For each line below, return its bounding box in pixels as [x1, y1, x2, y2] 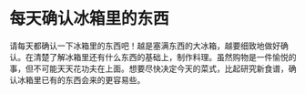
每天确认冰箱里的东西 [9, 8, 170, 29]
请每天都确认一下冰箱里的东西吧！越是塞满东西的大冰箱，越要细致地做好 [9, 40, 280, 51]
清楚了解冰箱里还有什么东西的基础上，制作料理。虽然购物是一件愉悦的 [33, 51, 297, 62]
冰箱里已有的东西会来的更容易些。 [16, 74, 146, 85]
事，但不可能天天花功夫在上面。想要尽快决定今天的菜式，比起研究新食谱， [9, 63, 289, 74]
